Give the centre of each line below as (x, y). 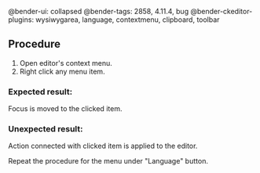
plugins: (21, 20)
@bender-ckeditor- (222, 11)
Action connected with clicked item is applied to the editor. (103, 146)
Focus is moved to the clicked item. (65, 109)
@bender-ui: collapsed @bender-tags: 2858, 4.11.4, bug (99, 11)
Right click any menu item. (62, 71)
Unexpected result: (46, 129)
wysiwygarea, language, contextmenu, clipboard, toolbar (127, 20)
